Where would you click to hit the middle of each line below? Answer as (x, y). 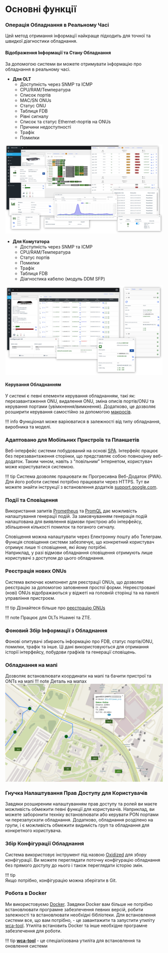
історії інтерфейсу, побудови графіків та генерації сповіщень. (71, 652)
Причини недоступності (45, 127)
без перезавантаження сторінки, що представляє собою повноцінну (78, 456)
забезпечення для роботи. (33, 931)
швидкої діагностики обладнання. (41, 41)
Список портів (35, 95)
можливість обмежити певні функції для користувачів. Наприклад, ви (80, 809)
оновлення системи (26, 946)
